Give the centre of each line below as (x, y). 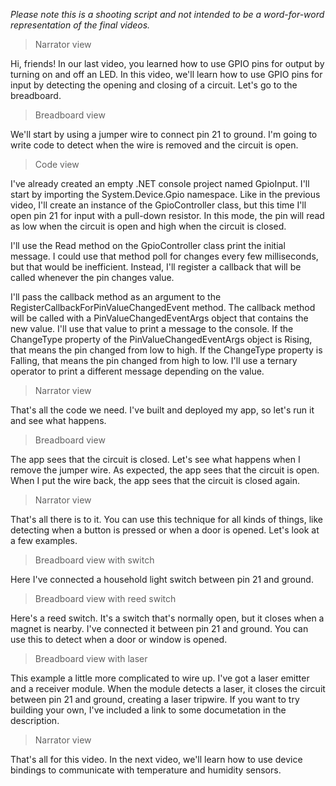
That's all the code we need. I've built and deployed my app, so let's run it (162, 410)
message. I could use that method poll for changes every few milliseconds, (164, 256)
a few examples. (44, 540)
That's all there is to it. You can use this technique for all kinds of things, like (167, 519)
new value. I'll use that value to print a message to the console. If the (152, 328)
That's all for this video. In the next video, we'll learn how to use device (156, 759)
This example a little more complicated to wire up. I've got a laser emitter (160, 678)
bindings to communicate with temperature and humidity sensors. (146, 770)
